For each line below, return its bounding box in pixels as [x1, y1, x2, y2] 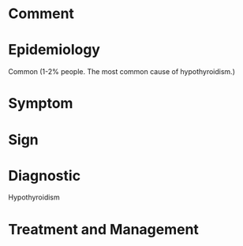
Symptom [8, 95, 73, 113]
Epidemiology [8, 41, 101, 59]
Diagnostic [8, 166, 81, 184]
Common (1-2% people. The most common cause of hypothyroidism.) [8, 67, 235, 76]
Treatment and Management [8, 220, 200, 238]
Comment [8, 5, 75, 23]
